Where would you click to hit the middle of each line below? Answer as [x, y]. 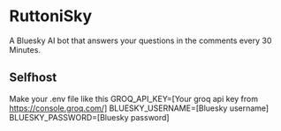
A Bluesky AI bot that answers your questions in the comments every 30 [140, 40]
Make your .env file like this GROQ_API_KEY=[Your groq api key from [134, 98]
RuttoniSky [51, 16]
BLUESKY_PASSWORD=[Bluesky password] [89, 117]
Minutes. [25, 49]
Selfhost [33, 78]
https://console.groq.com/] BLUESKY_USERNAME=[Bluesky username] [139, 108]
